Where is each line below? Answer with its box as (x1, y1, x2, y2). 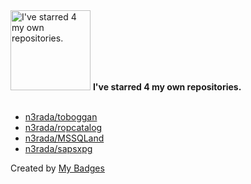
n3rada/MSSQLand (24, 132, 105, 144)
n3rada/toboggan (24, 111, 98, 123)
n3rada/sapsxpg (24, 143, 93, 154)
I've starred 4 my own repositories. (92, 81, 242, 93)
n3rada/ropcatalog (24, 122, 103, 133)
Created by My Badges (10, 162, 105, 174)
